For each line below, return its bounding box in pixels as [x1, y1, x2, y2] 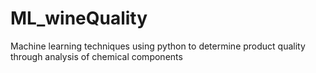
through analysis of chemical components [10, 50, 183, 62]
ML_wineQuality [10, 7, 148, 30]
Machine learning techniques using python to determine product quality [10, 40, 306, 52]
